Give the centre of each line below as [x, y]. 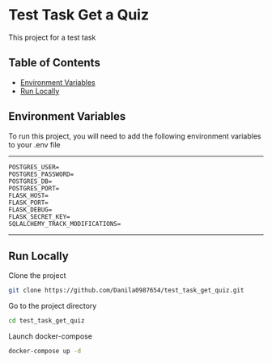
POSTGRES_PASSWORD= [41, 174]
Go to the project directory [53, 306]
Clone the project [37, 275]
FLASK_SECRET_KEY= [39, 216]
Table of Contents [55, 63]
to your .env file [34, 144]
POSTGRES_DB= [30, 181]
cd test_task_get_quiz [47, 321]
